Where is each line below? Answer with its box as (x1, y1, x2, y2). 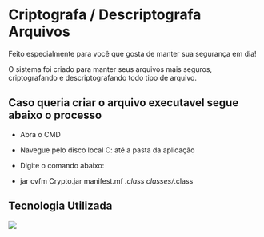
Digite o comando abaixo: (19, 160, 105, 170)
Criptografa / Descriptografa (8, 6, 202, 24)
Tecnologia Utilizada (8, 199, 113, 213)
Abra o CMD (19, 129, 62, 139)
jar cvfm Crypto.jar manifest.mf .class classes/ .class (19, 176, 194, 185)
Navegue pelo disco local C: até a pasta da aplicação (19, 145, 195, 155)
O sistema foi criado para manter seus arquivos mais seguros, (8, 64, 213, 73)
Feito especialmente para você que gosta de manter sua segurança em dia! (8, 49, 258, 58)
